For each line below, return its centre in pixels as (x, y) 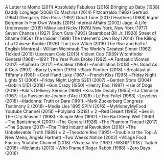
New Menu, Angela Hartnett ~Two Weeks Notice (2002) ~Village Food (76, 137)
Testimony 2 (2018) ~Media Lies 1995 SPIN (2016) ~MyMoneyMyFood (76, 106)
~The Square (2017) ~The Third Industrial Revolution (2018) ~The (70, 127)
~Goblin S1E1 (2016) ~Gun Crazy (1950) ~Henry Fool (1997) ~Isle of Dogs (79, 85)
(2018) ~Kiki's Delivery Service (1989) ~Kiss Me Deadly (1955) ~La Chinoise (82, 91)
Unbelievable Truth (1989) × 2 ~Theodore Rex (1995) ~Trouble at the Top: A (81, 132)
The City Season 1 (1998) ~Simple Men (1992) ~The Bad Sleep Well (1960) (80, 117)
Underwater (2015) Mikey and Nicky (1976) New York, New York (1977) (76, 28)
